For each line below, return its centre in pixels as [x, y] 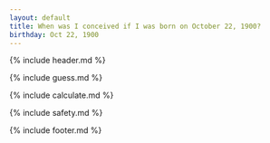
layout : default [40, 18]
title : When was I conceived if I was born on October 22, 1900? [135, 26]
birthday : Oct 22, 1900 [54, 34]
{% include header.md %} [58, 61]
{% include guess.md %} [56, 78]
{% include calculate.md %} [62, 95]
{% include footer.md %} [56, 130]
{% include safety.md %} [56, 113]
